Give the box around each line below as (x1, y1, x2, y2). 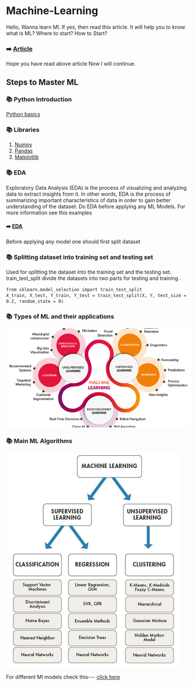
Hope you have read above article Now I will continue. (6, 60, 136, 67)
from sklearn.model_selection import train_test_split (6, 287, 142, 293)
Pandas (14, 148, 33, 155)
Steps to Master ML (6, 77, 79, 87)
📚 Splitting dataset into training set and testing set (6, 253, 154, 261)
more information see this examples (6, 209, 92, 216)
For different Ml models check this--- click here (6, 673, 120, 680)
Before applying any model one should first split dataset (6, 238, 141, 245)
